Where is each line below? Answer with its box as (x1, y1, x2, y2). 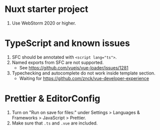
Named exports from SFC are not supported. (11, 59, 104, 65)
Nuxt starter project (4, 3, 88, 15)
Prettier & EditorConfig (4, 93, 101, 104)
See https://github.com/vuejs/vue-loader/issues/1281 (19, 64, 129, 70)
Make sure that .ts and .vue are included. (11, 120, 98, 126)
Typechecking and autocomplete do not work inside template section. (11, 70, 156, 76)
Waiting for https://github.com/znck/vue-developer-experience (19, 75, 150, 81)
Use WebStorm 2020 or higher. (11, 20, 76, 26)
